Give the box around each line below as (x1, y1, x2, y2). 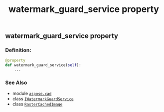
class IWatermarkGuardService (12, 96, 74, 102)
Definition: (5, 46, 31, 53)
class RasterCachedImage (12, 101, 63, 107)
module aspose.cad (12, 90, 52, 96)
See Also (5, 79, 27, 86)
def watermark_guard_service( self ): (5, 62, 81, 68)
